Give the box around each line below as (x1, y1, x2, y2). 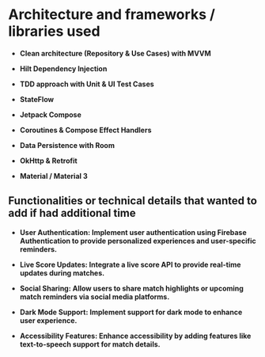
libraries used (8, 22, 100, 40)
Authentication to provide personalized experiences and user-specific (19, 236, 256, 245)
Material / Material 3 (19, 171, 89, 180)
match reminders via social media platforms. (19, 291, 170, 302)
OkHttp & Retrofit (19, 156, 78, 165)
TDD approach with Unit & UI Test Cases (19, 79, 154, 89)
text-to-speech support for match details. (19, 339, 161, 349)
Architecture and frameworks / (8, 6, 216, 24)
